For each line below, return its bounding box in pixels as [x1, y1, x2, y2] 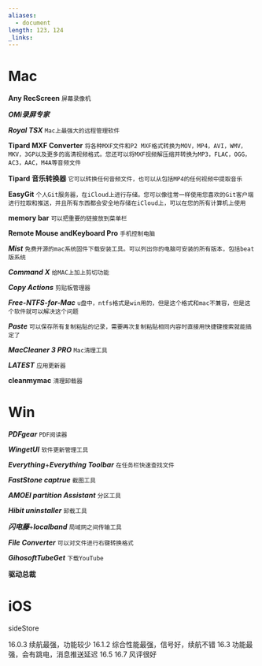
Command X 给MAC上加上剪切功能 [8, 267, 110, 277]
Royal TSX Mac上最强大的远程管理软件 [8, 125, 120, 135]
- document [15, 19, 51, 27]
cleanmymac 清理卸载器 [8, 376, 83, 385]
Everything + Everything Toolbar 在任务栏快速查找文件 [8, 460, 175, 470]
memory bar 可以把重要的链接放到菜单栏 [8, 214, 127, 223]
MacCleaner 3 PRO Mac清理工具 [8, 345, 108, 355]
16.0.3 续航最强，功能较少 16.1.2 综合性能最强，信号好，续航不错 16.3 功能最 [8, 640, 253, 649]
